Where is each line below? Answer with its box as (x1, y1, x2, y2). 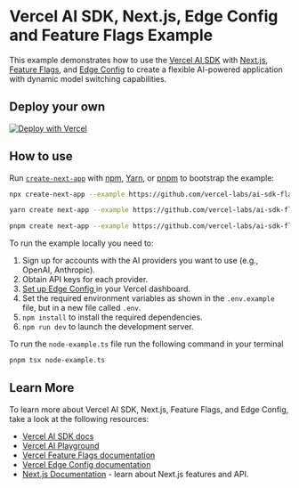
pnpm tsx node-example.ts (9, 356, 105, 365)
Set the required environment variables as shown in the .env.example (21, 293, 275, 304)
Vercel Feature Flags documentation (21, 450, 156, 460)
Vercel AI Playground (21, 440, 100, 451)
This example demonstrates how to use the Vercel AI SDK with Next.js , (9, 54, 269, 65)
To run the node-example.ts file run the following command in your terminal (9, 338, 284, 349)
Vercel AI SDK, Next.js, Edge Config (9, 6, 279, 27)
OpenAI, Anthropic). (21, 264, 96, 275)
